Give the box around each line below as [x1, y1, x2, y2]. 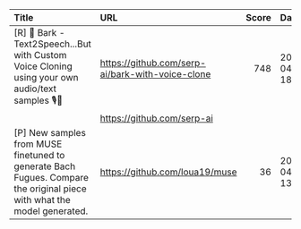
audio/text [13, 82, 56, 95]
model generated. [13, 205, 89, 217]
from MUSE [13, 138, 63, 150]
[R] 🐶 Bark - [13, 27, 65, 38]
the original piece [13, 182, 87, 195]
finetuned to [13, 149, 65, 161]
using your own [13, 72, 79, 83]
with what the [13, 194, 72, 206]
